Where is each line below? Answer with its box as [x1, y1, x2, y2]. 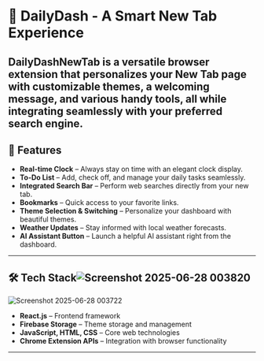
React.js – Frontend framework [19, 311, 121, 321]
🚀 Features [8, 143, 62, 157]
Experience [8, 24, 84, 42]
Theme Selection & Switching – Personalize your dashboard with [19, 207, 232, 216]
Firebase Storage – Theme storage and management [19, 319, 192, 329]
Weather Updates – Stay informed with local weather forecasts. [19, 223, 226, 233]
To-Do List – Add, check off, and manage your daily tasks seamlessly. [19, 173, 246, 182]
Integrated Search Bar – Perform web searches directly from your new [19, 181, 249, 191]
